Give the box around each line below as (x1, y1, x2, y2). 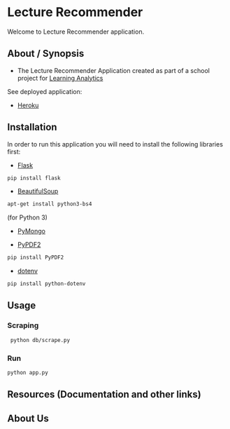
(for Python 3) (7, 213, 48, 222)
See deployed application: (7, 87, 82, 95)
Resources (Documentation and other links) (7, 388, 201, 400)
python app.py (7, 369, 49, 376)
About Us (7, 412, 49, 424)
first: (7, 147, 21, 156)
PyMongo (17, 227, 45, 236)
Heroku (17, 101, 39, 109)
